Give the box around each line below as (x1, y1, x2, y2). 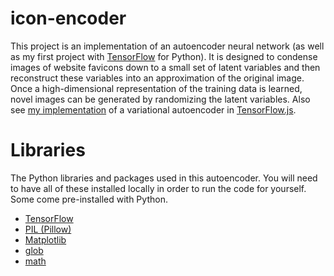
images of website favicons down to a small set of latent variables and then (10, 61, 321, 73)
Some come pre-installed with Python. (10, 193, 168, 205)
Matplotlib (24, 233, 67, 246)
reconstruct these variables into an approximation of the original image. (10, 72, 305, 84)
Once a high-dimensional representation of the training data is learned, (10, 82, 303, 94)
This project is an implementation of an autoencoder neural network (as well (10, 40, 325, 52)
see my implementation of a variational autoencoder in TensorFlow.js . (10, 103, 297, 116)
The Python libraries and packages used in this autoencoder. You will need (10, 172, 318, 184)
